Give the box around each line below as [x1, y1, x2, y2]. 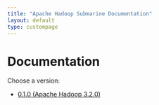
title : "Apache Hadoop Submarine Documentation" [7, 10, 153, 17]
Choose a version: [7, 76, 61, 85]
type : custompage [7, 23, 58, 30]
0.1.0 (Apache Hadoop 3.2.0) [17, 90, 101, 99]
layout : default [7, 17, 55, 24]
